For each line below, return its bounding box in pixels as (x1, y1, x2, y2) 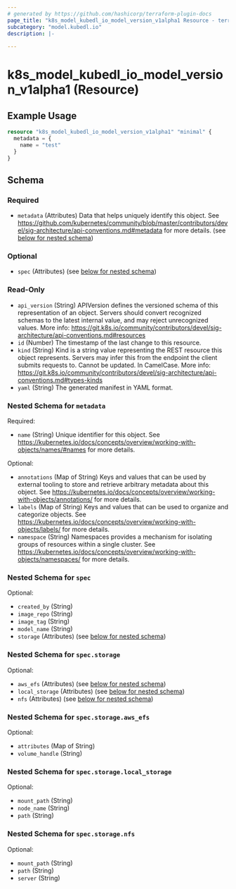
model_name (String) (17, 625, 73, 633)
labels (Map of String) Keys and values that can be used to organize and (17, 503, 229, 511)
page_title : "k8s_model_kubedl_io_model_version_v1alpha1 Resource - (7, 17, 216, 24)
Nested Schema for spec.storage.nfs (7, 829, 136, 839)
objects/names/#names (17, 445, 86, 454)
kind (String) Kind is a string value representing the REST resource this (17, 346, 223, 354)
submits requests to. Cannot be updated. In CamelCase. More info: (17, 361, 211, 369)
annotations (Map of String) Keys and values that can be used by (17, 473, 206, 481)
